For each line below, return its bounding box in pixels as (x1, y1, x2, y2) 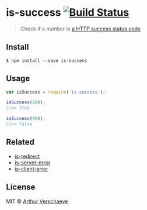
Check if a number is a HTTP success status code (20, 25, 141, 32)
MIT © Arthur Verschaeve (6, 198, 68, 205)
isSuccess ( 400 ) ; (6, 116, 45, 122)
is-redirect (14, 153, 40, 160)
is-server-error (14, 159, 51, 166)
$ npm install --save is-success (6, 57, 87, 64)
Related (6, 137, 35, 147)
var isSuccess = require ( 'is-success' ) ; (6, 89, 106, 95)
